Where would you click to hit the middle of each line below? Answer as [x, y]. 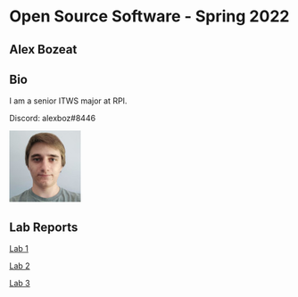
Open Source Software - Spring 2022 [149, 16]
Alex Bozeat [43, 49]
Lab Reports [44, 227]
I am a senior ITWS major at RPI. [68, 101]
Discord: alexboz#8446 [53, 119]
